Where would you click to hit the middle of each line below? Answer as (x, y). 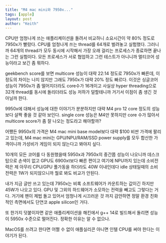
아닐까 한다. (17, 98)
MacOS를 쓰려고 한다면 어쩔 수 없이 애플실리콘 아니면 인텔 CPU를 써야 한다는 (80, 229)
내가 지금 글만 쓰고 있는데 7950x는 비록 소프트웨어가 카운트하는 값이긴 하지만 (80, 184)
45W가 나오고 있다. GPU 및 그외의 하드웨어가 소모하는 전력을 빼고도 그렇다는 (79, 190)
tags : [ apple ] (20, 14)
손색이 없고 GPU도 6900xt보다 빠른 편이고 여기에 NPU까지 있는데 (82, 161)
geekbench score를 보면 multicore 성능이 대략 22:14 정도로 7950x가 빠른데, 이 (83, 73)
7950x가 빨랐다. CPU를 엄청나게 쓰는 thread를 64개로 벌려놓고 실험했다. (76, 45)
